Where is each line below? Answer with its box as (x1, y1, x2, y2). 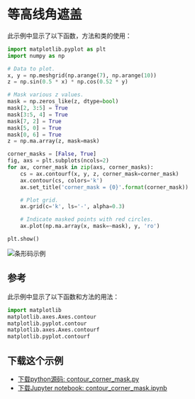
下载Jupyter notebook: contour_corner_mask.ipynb (17, 383, 168, 392)
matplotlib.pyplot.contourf (7, 333, 91, 341)
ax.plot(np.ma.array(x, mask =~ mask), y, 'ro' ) (20, 222, 160, 230)
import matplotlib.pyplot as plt (7, 46, 106, 53)
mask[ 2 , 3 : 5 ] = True (7, 105, 69, 112)
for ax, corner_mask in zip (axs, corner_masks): (7, 164, 154, 171)
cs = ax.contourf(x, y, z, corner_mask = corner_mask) (20, 170, 179, 177)
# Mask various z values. (7, 91, 84, 98)
